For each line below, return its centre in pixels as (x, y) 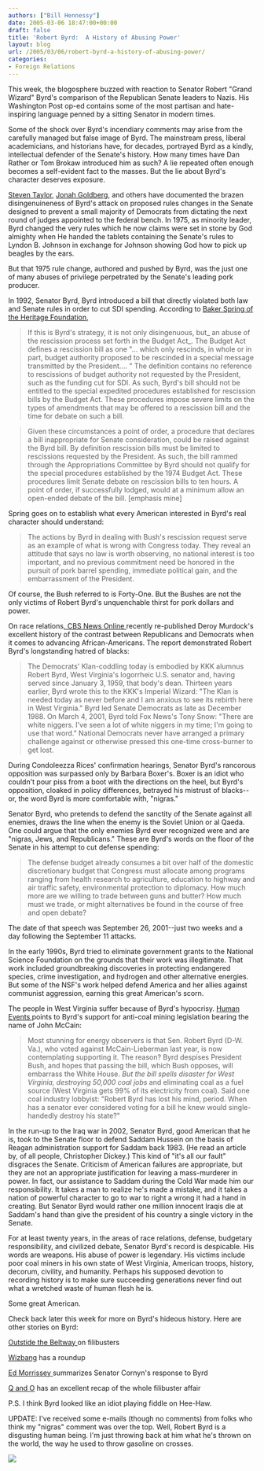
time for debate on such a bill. (75, 416)
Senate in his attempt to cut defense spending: (84, 847)
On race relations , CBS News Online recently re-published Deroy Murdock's (131, 625)
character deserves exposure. (57, 179)
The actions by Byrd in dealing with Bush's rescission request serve (137, 536)
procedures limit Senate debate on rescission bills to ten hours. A (133, 481)
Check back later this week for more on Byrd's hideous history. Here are (125, 1318)
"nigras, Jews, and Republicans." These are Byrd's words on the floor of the (131, 839)
